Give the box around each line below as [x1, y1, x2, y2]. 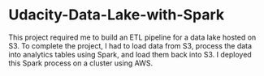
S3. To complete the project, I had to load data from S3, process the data [8, 40, 253, 50]
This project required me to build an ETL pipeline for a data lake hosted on [8, 32, 257, 42]
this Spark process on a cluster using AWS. [8, 58, 153, 68]
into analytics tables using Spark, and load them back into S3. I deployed [8, 49, 252, 59]
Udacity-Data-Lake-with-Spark [8, 6, 225, 24]
